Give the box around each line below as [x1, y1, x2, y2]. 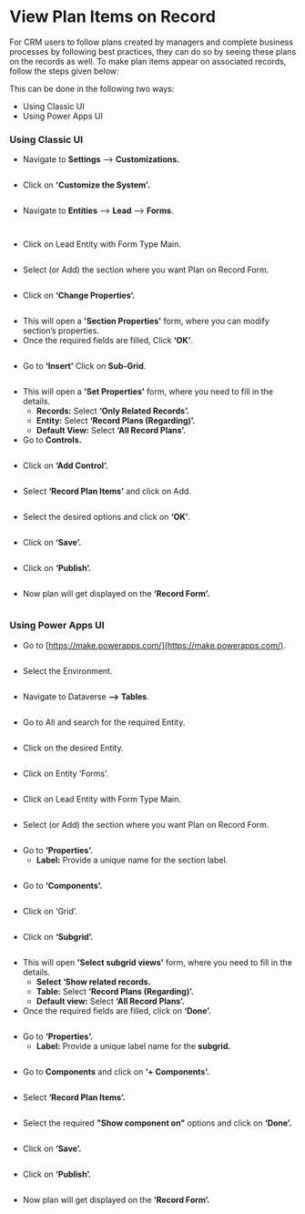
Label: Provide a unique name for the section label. [36, 854, 229, 865]
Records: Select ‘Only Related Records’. [36, 405, 189, 416]
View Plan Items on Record [9, 6, 217, 27]
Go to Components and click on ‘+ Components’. [22, 1066, 209, 1076]
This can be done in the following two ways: [9, 83, 175, 94]
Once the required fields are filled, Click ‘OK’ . [22, 335, 194, 346]
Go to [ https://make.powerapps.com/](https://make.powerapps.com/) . [22, 639, 287, 650]
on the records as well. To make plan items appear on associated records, [9, 56, 287, 66]
